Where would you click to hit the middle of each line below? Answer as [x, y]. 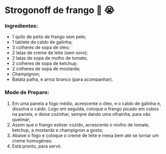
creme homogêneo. [32, 140]
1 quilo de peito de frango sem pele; [49, 37]
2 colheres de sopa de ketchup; [45, 63]
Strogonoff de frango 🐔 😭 [60, 10]
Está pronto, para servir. [37, 146]
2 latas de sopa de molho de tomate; [50, 58]
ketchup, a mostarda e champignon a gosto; [57, 130]
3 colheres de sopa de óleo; [41, 48]
